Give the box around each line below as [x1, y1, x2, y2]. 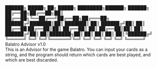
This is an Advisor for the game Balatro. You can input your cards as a [5, 47, 148, 52]
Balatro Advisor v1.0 [5, 41, 46, 47]
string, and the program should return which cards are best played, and [5, 52, 151, 58]
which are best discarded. [5, 57, 58, 63]
